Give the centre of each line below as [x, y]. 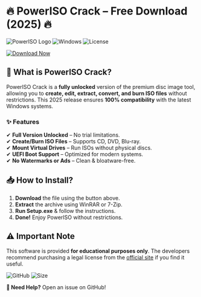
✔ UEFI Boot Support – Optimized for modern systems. [75, 154]
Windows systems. [30, 106]
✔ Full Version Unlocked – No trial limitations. [63, 135]
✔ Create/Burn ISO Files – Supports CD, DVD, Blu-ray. [74, 142]
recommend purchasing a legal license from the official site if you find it [95, 257]
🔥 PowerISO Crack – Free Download [97, 11]
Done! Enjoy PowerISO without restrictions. [69, 217]
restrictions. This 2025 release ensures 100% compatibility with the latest [99, 100]
